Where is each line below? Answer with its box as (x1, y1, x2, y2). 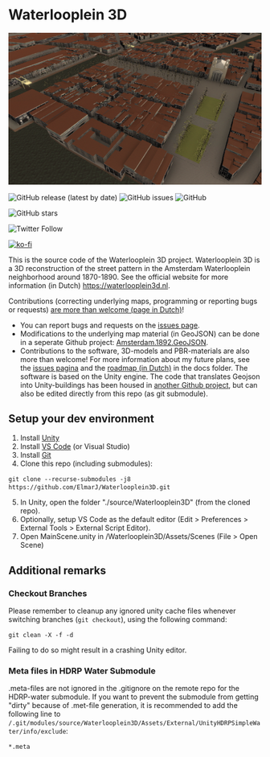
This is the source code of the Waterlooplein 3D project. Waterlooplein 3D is (8, 255, 260, 265)
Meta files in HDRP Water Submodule (8, 665, 156, 677)
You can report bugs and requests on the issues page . (19, 320, 200, 330)
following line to (8, 710, 61, 719)
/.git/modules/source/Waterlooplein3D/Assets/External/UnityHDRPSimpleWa (8, 719, 261, 727)
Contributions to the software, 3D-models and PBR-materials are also (19, 346, 251, 356)
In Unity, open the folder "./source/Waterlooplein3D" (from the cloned (19, 497, 251, 508)
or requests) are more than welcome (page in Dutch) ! (8, 304, 185, 315)
